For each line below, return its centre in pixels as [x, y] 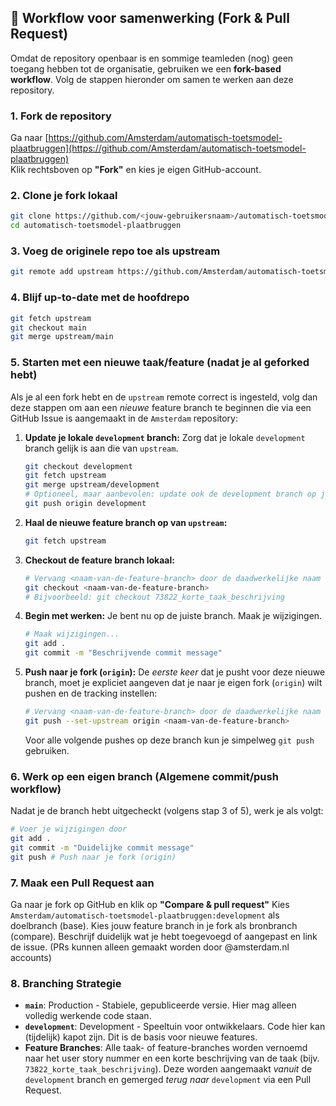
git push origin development [85, 504]
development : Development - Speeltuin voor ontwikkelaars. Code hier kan [175, 1027]
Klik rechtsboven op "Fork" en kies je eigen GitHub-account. [136, 170]
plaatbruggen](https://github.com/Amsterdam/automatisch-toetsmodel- [158, 148]
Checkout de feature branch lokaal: [99, 560]
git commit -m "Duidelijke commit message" [102, 847]
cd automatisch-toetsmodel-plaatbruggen [96, 226]
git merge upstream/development [92, 485]
